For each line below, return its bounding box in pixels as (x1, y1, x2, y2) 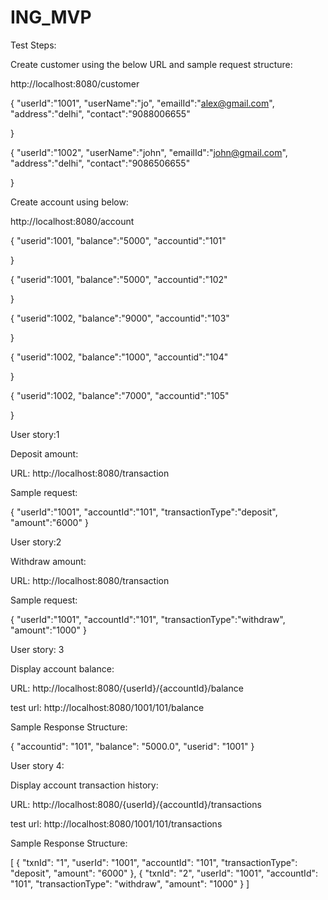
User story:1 (10, 428, 60, 440)
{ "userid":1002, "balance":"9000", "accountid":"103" (10, 312, 230, 324)
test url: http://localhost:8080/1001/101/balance (10, 701, 205, 713)
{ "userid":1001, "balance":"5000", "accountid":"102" (10, 273, 228, 285)
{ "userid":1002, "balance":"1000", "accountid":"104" (10, 351, 229, 363)
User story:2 (10, 536, 62, 548)
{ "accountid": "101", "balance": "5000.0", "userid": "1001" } (10, 740, 255, 752)
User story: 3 (10, 643, 65, 655)
